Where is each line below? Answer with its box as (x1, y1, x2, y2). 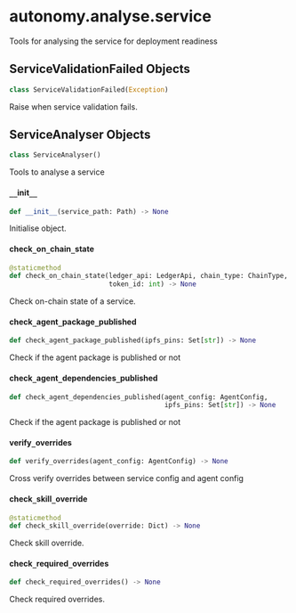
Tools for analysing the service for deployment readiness (9, 36, 218, 46)
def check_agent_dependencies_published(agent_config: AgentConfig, (9, 392, 268, 402)
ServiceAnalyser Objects (9, 127, 151, 143)
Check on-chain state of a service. (9, 296, 136, 306)
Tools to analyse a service (9, 167, 105, 177)
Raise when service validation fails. (9, 101, 138, 112)
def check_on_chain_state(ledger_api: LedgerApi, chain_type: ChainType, (9, 272, 289, 281)
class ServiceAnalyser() (9, 151, 101, 159)
